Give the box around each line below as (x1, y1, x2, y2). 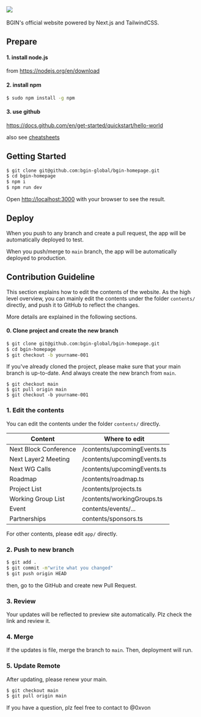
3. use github (6, 108, 41, 116)
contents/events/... (82, 504, 136, 513)
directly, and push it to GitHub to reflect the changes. (6, 301, 140, 309)
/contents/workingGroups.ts (82, 495, 163, 503)
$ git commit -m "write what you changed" (6, 565, 114, 571)
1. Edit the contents (6, 406, 64, 414)
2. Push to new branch (6, 545, 75, 554)
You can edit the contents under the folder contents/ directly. (6, 420, 161, 427)
